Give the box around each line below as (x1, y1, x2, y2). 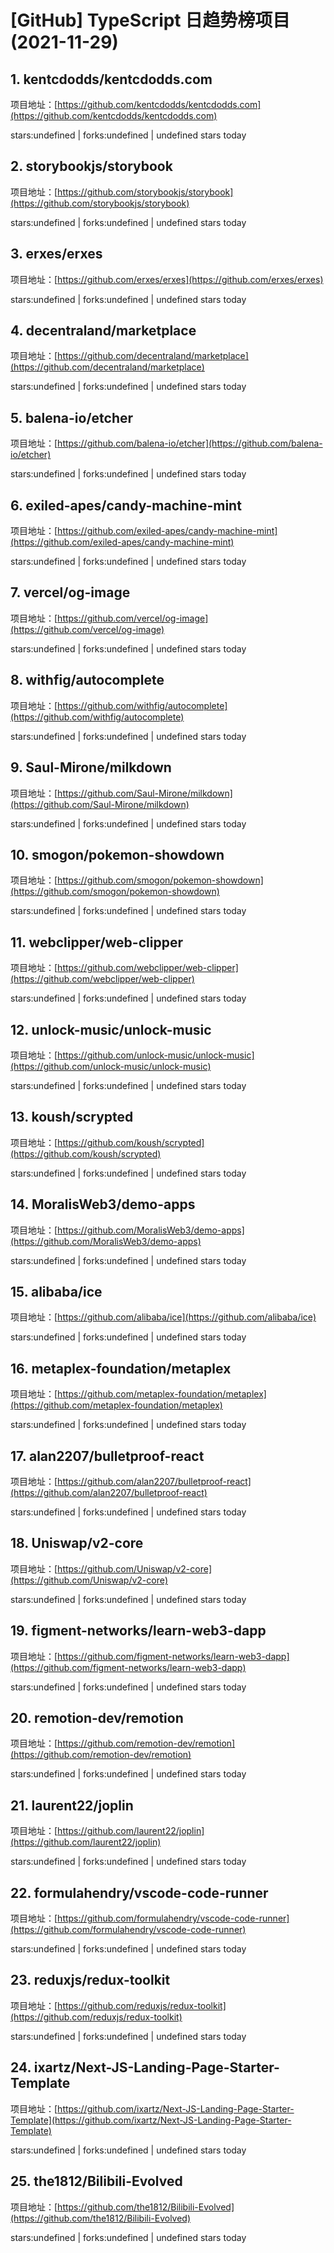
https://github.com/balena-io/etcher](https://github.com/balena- (57, 437, 323, 450)
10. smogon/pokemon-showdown (10, 846, 225, 863)
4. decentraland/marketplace (10, 322, 197, 340)
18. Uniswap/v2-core (10, 1535, 144, 1552)
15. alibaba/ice (10, 1283, 103, 1300)
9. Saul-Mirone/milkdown (10, 759, 172, 776)
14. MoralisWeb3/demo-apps (10, 1196, 196, 1213)
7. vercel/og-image (10, 584, 131, 601)
